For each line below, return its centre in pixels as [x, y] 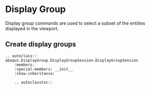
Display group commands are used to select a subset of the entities [75, 23]
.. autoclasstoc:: [33, 82]
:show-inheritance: [35, 73]
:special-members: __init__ [44, 69]
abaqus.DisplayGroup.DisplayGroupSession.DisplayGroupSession [72, 60]
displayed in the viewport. [32, 28]
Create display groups [41, 44]
